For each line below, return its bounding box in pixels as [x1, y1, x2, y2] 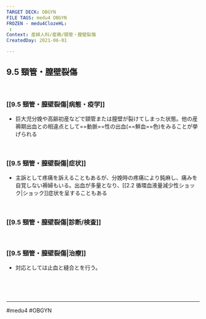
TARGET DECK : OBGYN [6, 9, 56, 15]
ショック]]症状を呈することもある [22, 189, 107, 197]
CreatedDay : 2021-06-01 [6, 37, 67, 43]
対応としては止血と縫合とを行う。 [15, 264, 101, 271]
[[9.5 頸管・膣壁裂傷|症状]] [6, 159, 86, 168]
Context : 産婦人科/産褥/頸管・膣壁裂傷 [6, 32, 96, 38]
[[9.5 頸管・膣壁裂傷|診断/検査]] [6, 218, 101, 227]
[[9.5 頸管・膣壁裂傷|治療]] [6, 249, 86, 257]
